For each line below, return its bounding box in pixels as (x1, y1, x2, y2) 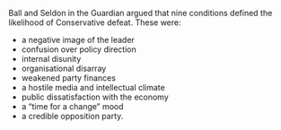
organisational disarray (21, 63, 107, 74)
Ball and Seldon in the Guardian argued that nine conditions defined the (8, 8, 273, 18)
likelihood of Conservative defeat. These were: (8, 17, 181, 28)
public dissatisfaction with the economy (21, 91, 170, 102)
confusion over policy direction (21, 44, 136, 55)
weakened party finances (21, 73, 116, 83)
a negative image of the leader (21, 35, 136, 45)
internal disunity (21, 54, 82, 64)
